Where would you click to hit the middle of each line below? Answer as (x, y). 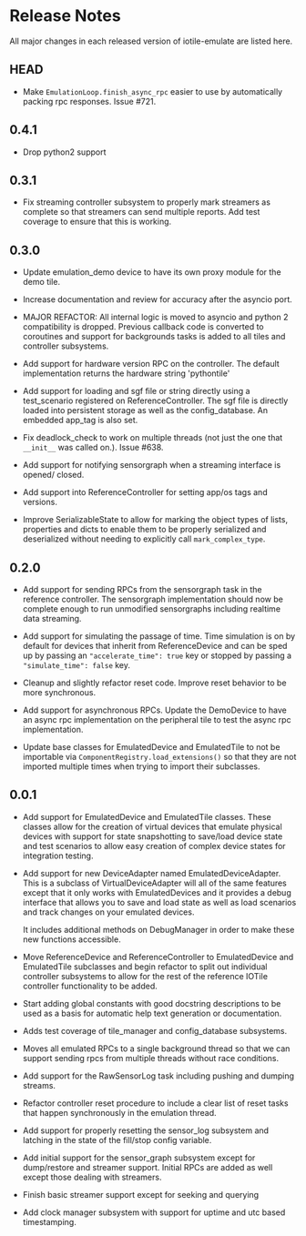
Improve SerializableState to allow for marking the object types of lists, (155, 520)
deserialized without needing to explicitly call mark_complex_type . (144, 539)
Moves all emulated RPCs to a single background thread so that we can (156, 1049)
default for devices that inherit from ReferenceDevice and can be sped (155, 646)
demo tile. (41, 282)
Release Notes (65, 16)
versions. (40, 502)
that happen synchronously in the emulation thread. (119, 1112)
